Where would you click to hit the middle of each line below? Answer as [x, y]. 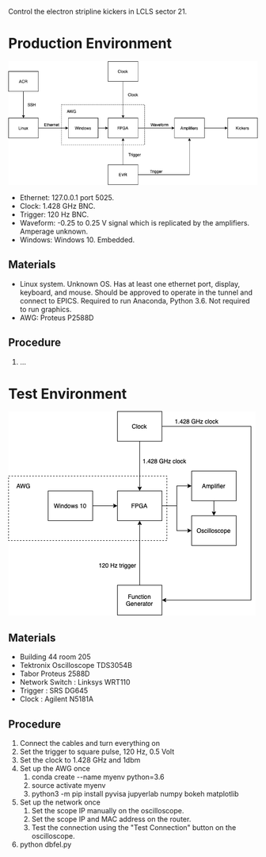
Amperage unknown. [54, 231]
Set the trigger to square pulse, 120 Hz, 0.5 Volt [97, 752]
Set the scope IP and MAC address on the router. [111, 819]
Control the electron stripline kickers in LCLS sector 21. [98, 12]
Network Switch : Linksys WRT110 [75, 682]
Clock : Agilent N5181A [56, 699]
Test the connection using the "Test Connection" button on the [134, 828]
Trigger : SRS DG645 [54, 691]
